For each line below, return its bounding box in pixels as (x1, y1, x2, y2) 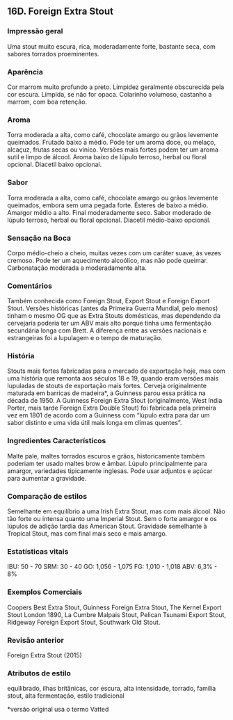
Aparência (7, 67, 43, 77)
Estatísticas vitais (7, 546, 69, 556)
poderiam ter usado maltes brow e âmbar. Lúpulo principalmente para (7, 459, 207, 467)
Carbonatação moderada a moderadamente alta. (7, 264, 147, 272)
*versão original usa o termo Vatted (7, 705, 109, 714)
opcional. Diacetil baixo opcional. (7, 160, 102, 169)
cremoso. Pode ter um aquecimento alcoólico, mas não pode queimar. (7, 256, 209, 264)
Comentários (7, 281, 52, 291)
